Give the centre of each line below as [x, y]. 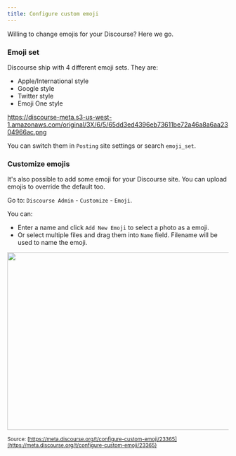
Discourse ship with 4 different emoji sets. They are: [83, 67]
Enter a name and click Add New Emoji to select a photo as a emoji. [113, 228]
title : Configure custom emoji [53, 14]
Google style [36, 88]
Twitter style [35, 96]
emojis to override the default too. [56, 186]
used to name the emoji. [52, 243]
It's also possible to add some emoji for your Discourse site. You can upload [117, 179]
